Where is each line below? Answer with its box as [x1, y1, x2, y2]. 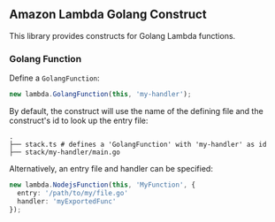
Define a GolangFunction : [9, 73, 100, 83]
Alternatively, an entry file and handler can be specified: [9, 163, 214, 173]
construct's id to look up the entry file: [9, 115, 149, 126]
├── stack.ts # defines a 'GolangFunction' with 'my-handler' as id [9, 140, 267, 149]
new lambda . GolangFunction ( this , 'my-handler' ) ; [9, 90, 192, 99]
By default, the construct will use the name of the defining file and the [9, 105, 264, 116]
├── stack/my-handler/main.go [9, 148, 121, 157]
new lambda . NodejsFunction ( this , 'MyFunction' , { [9, 180, 196, 189]
